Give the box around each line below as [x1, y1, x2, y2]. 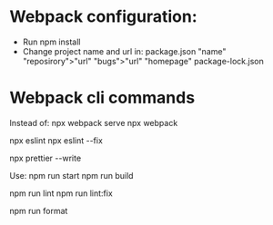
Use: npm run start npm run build [9, 170, 134, 181]
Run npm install [22, 36, 81, 47]
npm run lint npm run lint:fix [9, 188, 114, 199]
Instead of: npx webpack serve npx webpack [9, 117, 178, 128]
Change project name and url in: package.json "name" [22, 45, 227, 56]
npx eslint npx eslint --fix [9, 134, 103, 146]
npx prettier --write [9, 152, 82, 163]
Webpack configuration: [9, 6, 197, 27]
